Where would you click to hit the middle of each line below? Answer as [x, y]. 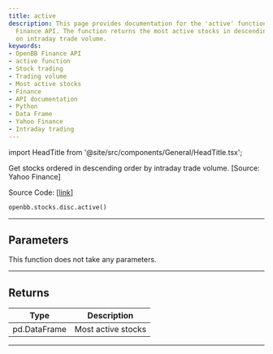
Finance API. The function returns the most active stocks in [123, 31]
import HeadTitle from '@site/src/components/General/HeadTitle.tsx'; [126, 152]
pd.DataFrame [40, 330]
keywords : [25, 46]
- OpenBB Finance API [45, 54]
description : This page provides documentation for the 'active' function [138, 24]
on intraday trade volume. [61, 39]
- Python [23, 106]
